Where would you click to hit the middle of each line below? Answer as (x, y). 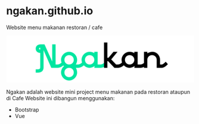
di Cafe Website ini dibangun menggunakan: (60, 98)
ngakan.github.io (50, 11)
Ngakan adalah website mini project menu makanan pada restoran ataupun (98, 92)
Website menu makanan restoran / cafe (55, 27)
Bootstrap (27, 109)
